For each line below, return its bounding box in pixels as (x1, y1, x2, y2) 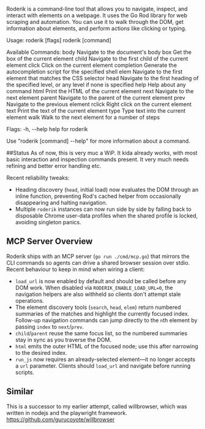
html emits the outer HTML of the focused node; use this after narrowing (15, 343, 199, 350)
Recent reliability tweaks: (6, 174, 70, 181)
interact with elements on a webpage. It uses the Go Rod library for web (6, 12, 188, 19)
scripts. (15, 368, 35, 376)
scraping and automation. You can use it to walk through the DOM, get (6, 18, 184, 25)
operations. (15, 297, 45, 304)
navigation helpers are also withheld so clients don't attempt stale (15, 290, 181, 298)
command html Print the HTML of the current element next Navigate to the (6, 88, 194, 94)
